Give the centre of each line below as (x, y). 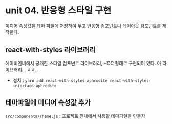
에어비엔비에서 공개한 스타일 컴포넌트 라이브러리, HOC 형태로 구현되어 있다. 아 (83, 63)
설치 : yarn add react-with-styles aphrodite (60, 80)
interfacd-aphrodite (35, 86)
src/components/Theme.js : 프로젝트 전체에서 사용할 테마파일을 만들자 (76, 116)
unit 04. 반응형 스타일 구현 (58, 11)
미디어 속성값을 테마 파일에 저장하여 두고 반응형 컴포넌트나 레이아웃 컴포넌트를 (83, 26)
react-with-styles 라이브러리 (50, 50)
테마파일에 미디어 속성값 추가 (48, 103)
